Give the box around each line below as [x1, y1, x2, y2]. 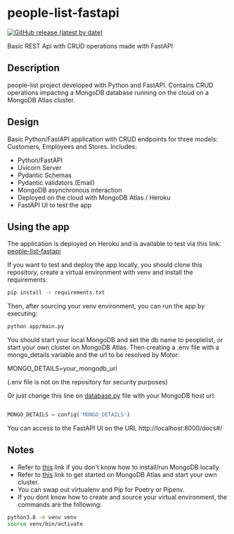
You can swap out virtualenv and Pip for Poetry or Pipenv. [17, 485, 185, 493]
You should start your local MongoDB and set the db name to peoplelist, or [7, 336, 223, 344]
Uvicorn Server [17, 163, 62, 171]
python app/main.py [7, 323, 65, 330]
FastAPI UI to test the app [17, 200, 92, 209]
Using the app [7, 221, 70, 233]
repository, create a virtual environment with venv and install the [7, 268, 193, 277]
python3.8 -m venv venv [7, 514, 77, 521]
